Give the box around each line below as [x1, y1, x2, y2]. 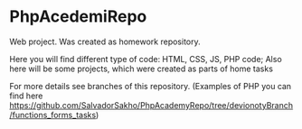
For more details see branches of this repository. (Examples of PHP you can [9, 80, 292, 91]
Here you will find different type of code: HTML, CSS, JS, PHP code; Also [9, 53, 282, 64]
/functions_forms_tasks [9, 109, 97, 120]
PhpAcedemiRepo [9, 6, 147, 27]
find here [9, 90, 43, 101]
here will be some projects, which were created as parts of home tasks [9, 63, 274, 74]
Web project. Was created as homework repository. [9, 36, 201, 47]
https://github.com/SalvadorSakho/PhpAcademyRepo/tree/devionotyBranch [9, 99, 294, 110]
